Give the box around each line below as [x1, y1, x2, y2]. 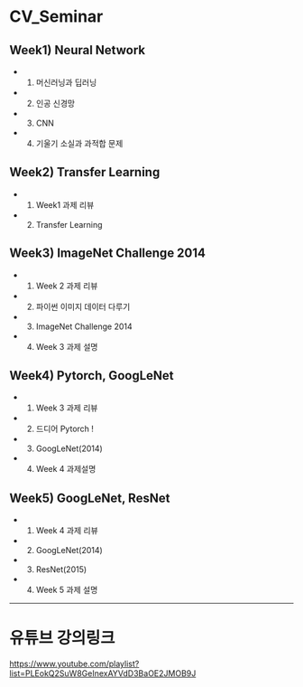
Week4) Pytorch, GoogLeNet [9, 368, 174, 383]
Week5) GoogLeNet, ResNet [9, 490, 170, 505]
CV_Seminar [9, 6, 104, 27]
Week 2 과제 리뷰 [35, 280, 98, 291]
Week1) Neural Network [9, 42, 146, 58]
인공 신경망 [35, 98, 75, 108]
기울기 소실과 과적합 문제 [35, 138, 124, 148]
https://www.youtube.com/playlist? [9, 658, 140, 670]
